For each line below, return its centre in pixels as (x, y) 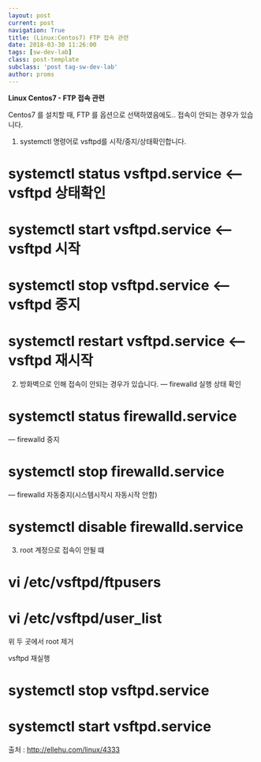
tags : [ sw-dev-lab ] (40, 52)
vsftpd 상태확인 (57, 192)
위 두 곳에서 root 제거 (41, 642)
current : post (32, 23)
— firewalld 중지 (34, 439)
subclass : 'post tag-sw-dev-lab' (63, 67)
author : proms (32, 74)
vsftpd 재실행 (29, 658)
